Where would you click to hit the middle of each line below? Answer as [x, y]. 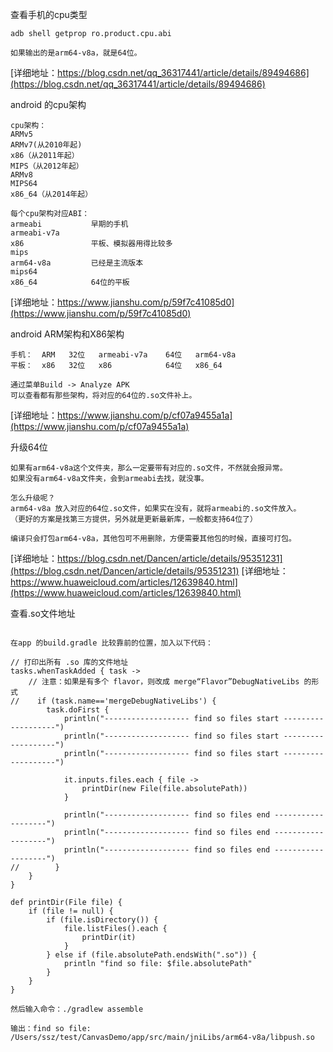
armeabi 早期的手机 [69, 224]
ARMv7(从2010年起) [46, 145]
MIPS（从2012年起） [47, 166]
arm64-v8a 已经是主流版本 [77, 263]
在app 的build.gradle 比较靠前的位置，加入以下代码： [111, 643]
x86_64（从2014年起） [51, 194]
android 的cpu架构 [48, 104]
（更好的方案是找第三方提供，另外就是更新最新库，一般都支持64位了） [134, 519]
